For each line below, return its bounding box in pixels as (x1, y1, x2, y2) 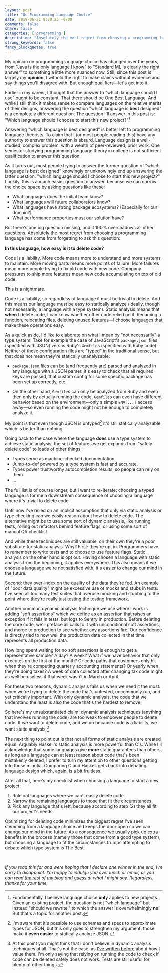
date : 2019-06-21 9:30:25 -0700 (5, 17, 72, 22)
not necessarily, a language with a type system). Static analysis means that (5, 306, 160, 312)
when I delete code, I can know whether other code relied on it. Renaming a (5, 312, 161, 318)
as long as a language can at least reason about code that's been (5, 752, 140, 758)
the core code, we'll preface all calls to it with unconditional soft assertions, (5, 621, 160, 627)
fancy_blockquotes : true (5, 45, 57, 50)
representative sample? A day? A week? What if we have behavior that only (5, 652, 160, 658)
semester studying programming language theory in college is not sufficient (5, 148, 161, 154)
